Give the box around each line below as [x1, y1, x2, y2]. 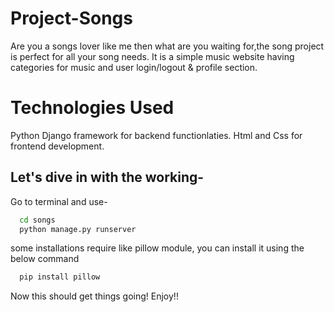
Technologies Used [10, 97, 175, 119]
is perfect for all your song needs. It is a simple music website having [10, 50, 295, 62]
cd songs [19, 215, 56, 225]
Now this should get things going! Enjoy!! [10, 290, 179, 302]
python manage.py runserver [19, 224, 137, 234]
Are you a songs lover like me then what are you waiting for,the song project [10, 40, 325, 52]
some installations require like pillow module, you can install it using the [10, 242, 305, 254]
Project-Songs [10, 7, 133, 30]
